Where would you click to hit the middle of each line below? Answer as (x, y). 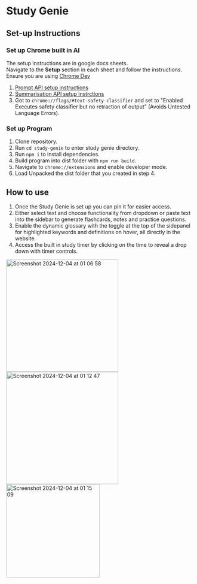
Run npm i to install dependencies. (57, 155)
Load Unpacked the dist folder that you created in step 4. (85, 173)
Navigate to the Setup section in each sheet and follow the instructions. (94, 69)
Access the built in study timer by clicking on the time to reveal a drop (101, 244)
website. (25, 238)
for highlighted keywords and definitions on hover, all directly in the (98, 232)
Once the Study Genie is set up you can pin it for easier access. (93, 206)
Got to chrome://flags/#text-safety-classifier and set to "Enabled (99, 100)
